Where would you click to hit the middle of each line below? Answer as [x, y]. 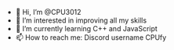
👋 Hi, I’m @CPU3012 [48, 12]
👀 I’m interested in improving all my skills [81, 20]
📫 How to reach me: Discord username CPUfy [91, 37]
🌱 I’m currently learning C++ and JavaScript [87, 29]
